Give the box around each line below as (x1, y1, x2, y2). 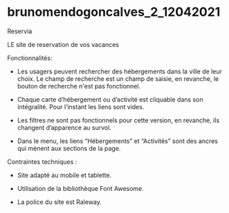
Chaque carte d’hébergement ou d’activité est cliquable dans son (17, 95, 203, 104)
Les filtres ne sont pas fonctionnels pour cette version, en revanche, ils (17, 115, 220, 124)
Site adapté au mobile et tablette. (17, 171, 112, 179)
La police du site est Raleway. (17, 198, 102, 206)
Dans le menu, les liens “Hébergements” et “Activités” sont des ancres (17, 136, 218, 145)
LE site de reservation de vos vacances (7, 40, 120, 48)
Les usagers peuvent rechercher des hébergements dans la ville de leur (17, 67, 223, 75)
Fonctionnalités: (7, 53, 53, 62)
